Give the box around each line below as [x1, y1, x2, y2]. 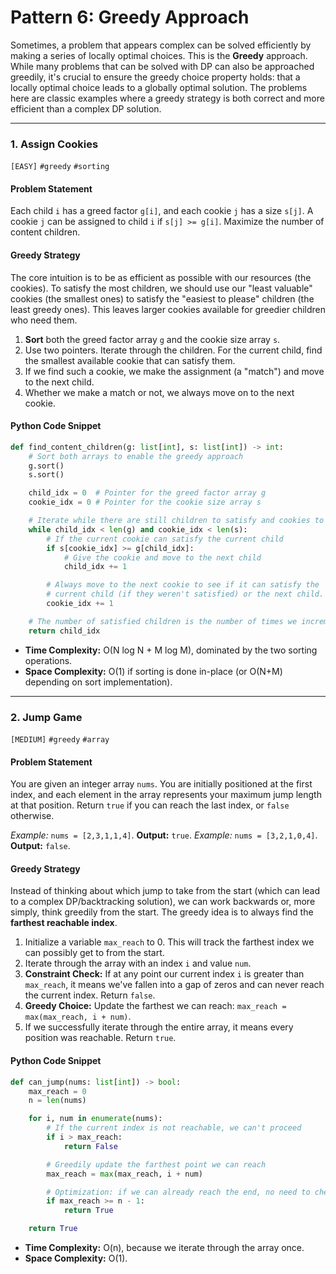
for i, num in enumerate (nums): [28, 1114, 163, 1124]
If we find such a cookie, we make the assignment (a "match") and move [24, 365, 325, 377]
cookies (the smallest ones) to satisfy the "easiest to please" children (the [10, 292, 315, 305]
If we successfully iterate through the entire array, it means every [24, 1021, 294, 1033]
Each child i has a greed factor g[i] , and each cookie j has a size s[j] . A [10, 205, 314, 217]
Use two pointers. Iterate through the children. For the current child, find [24, 344, 323, 356]
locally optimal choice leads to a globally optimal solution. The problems [10, 81, 308, 93]
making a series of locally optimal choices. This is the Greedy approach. [10, 49, 308, 61]
